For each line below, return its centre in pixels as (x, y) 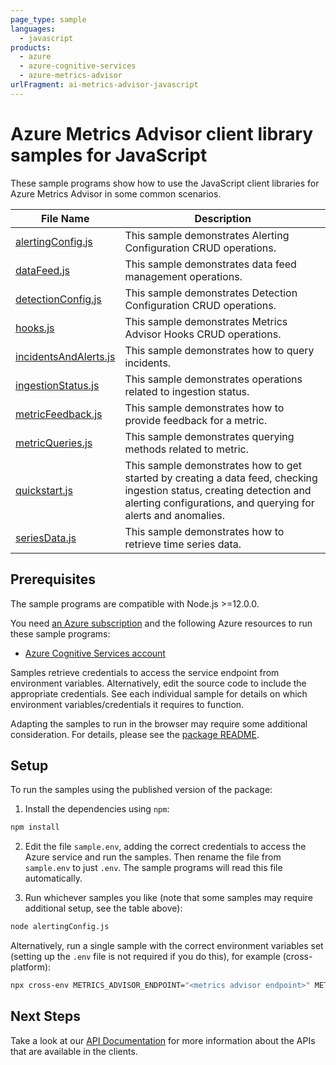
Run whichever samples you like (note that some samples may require (169, 898)
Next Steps (45, 1016)
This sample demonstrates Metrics (206, 321)
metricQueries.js (54, 443)
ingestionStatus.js (57, 385)
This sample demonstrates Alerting (207, 235)
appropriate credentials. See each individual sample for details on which (159, 693)
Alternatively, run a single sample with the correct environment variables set (167, 946)
